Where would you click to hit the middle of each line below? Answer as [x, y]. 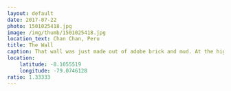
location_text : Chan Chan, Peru [53, 39]
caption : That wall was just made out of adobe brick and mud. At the [110, 52]
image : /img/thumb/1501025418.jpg [57, 32]
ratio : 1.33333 [29, 77]
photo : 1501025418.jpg [40, 26]
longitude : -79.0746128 [54, 70]
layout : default [30, 13]
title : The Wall [30, 45]
